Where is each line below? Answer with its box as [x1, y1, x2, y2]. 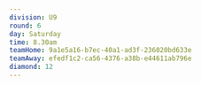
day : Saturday [9, 29, 62, 38]
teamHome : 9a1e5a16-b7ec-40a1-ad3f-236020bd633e [9, 46, 192, 55]
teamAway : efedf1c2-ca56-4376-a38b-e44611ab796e [9, 54, 192, 63]
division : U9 [9, 12, 58, 22]
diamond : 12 [9, 63, 53, 72]
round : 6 [9, 21, 42, 30]
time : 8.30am [9, 37, 58, 47]
